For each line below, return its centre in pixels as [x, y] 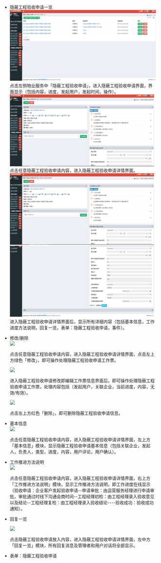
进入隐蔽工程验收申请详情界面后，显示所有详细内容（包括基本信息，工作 [82, 321]
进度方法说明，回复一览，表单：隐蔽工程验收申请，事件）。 [68, 327]
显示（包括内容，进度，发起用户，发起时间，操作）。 [66, 92]
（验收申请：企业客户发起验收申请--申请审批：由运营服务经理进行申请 [80, 490]
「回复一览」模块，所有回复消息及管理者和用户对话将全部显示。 [73, 545]
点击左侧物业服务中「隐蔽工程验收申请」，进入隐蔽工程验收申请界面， [79, 86]
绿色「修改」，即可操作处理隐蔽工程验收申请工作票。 [66, 360]
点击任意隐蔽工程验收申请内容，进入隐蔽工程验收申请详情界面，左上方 [80, 439]
